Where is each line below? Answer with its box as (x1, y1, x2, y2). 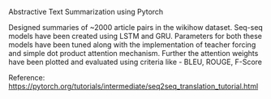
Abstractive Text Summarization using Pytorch (8, 7, 164, 16)
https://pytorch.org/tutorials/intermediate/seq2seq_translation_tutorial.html (8, 81, 259, 91)
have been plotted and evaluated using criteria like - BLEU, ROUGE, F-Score (8, 57, 262, 67)
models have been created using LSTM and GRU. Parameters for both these (8, 32, 262, 41)
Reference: (8, 73, 45, 82)
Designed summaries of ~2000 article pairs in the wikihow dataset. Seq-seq (8, 23, 264, 32)
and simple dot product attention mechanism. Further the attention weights (8, 49, 259, 58)
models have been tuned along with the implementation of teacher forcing (8, 40, 256, 49)
